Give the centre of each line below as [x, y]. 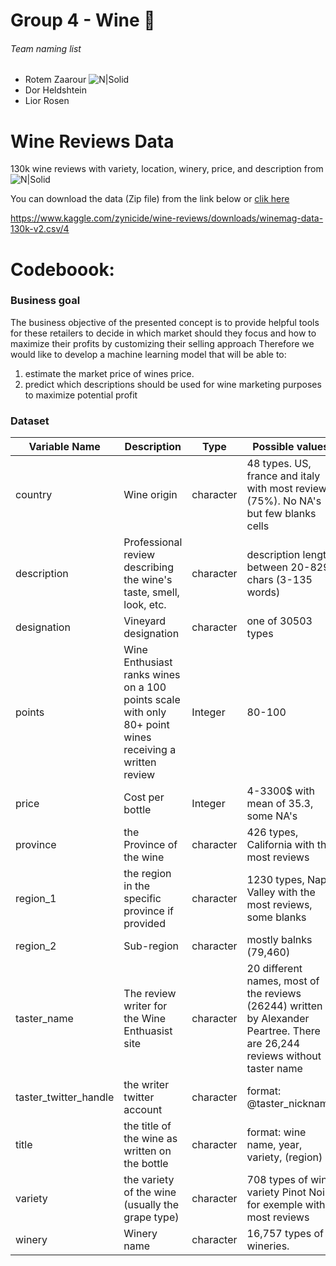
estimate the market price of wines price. [109, 373]
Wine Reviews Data [92, 141]
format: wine [276, 1132]
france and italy [283, 476]
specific [142, 899]
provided [144, 924]
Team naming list [46, 48]
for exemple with [286, 1205]
